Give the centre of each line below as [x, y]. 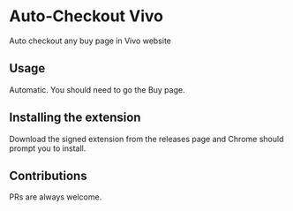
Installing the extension [75, 118]
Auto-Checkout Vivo [86, 16]
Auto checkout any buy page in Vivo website [90, 41]
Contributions [48, 175]
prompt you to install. [48, 148]
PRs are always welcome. [56, 197]
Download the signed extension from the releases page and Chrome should [146, 139]
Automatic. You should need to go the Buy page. [97, 89]
